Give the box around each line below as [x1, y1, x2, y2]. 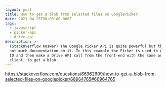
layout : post [5, 7, 32, 12]
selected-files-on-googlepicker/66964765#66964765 [5, 76, 116, 82]
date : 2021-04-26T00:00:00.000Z [5, 16, 72, 21]
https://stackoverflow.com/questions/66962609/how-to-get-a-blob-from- [5, 71, 157, 77]
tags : [5, 21, 16, 26]
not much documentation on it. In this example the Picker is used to [9, 48, 158, 53]
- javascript [9, 26, 37, 30]
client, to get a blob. [9, 58, 58, 62]
